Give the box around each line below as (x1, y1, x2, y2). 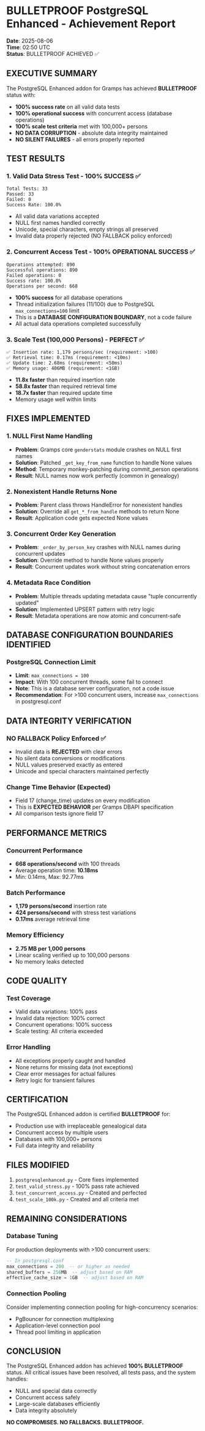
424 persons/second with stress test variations (15, 909, 136, 916)
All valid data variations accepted (15, 213, 100, 220)
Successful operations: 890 (6, 267, 78, 273)
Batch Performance (6, 888, 65, 897)
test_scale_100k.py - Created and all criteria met (15, 1196, 139, 1203)
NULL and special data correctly (15, 1387, 97, 1395)
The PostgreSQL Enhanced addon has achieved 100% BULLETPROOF (6, 1362, 184, 1370)
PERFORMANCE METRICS (6, 827, 107, 838)
